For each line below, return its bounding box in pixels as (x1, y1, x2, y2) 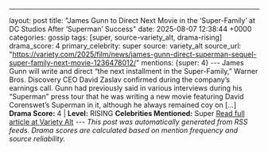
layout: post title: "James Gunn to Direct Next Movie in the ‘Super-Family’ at (9, 16, 255, 25)
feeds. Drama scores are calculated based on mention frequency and (9, 126, 239, 135)
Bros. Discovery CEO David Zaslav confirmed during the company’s (9, 75, 230, 84)
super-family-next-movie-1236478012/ (9, 58, 137, 68)
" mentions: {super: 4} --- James (135, 58, 245, 68)
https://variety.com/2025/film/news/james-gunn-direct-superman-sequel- (12, 49, 257, 59)
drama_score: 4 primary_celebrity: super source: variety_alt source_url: (9, 41, 242, 50)
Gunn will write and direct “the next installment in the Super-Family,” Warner (9, 67, 258, 75)
